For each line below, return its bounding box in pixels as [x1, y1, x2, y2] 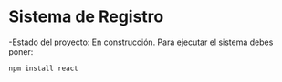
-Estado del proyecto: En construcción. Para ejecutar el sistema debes [8, 36, 274, 47]
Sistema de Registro [8, 6, 164, 27]
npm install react [8, 64, 78, 73]
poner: [8, 46, 34, 56]
